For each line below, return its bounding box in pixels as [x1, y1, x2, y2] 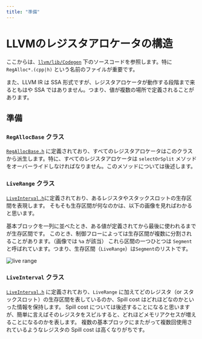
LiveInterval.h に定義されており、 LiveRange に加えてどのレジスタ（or [6, 288, 183, 295]
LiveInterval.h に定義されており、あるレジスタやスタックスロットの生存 [6, 194, 187, 202]
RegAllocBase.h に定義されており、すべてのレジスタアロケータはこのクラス [6, 148, 193, 155]
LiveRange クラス [6, 179, 55, 188]
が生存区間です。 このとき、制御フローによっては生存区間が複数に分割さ [6, 229, 187, 237]
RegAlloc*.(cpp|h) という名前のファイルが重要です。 [6, 65, 138, 73]
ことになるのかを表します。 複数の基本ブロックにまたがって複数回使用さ [11, 318, 192, 326]
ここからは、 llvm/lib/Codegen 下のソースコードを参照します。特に [6, 58, 172, 65]
